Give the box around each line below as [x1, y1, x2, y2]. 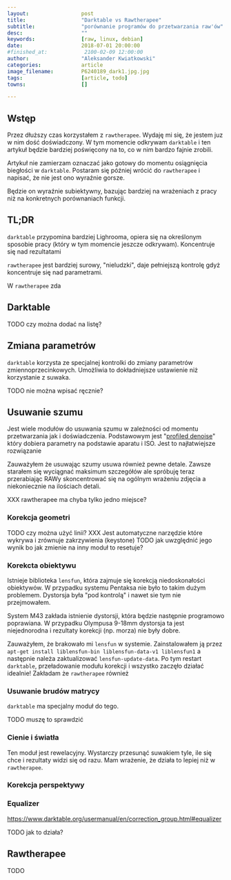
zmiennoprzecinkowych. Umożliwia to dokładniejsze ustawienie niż [7, 366, 199, 374]
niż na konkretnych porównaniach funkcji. [7, 194, 126, 203]
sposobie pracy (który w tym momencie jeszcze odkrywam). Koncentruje [7, 240, 215, 248]
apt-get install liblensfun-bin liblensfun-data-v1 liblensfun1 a [7, 647, 201, 655]
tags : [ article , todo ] [7, 74, 128, 82]
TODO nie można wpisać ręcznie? [7, 386, 103, 395]
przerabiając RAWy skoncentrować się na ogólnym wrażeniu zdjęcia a [7, 475, 206, 483]
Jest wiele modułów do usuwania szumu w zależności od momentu [7, 424, 199, 433]
